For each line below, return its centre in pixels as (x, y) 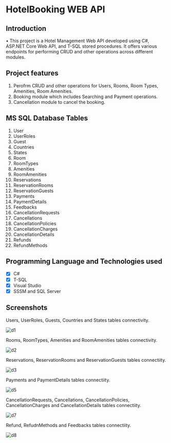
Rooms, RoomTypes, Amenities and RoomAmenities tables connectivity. (82, 340)
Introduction (26, 29)
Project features (32, 73)
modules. (16, 57)
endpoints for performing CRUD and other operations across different (79, 52)
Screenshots (27, 308)
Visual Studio (27, 285)
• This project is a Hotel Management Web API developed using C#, (78, 41)
